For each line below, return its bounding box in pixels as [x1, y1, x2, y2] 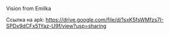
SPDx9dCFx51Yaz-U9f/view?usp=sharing [6, 23, 107, 29]
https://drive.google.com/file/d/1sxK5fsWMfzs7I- [46, 16, 164, 23]
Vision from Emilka [6, 5, 52, 12]
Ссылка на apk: [6, 16, 45, 23]
